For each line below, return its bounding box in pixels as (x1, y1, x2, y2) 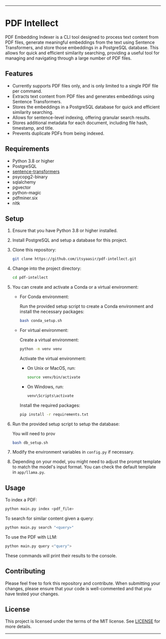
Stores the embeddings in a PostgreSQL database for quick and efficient (12, 104, 160, 110)
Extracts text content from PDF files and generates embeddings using (12, 93, 155, 99)
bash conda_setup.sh (19, 319, 62, 323)
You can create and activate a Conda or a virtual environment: (12, 284, 139, 290)
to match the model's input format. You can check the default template (12, 464, 157, 470)
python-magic (12, 189, 41, 195)
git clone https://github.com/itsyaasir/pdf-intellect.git (12, 256, 137, 261)
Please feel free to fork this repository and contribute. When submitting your (5, 580, 161, 586)
